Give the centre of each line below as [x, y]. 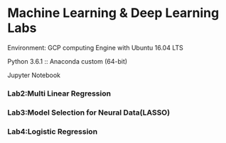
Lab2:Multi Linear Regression [59, 93]
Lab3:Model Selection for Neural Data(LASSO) [89, 113]
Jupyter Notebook [34, 75]
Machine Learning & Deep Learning [113, 13]
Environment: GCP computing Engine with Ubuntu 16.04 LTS [95, 47]
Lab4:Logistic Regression [53, 131]
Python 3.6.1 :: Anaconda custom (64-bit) [68, 61]
